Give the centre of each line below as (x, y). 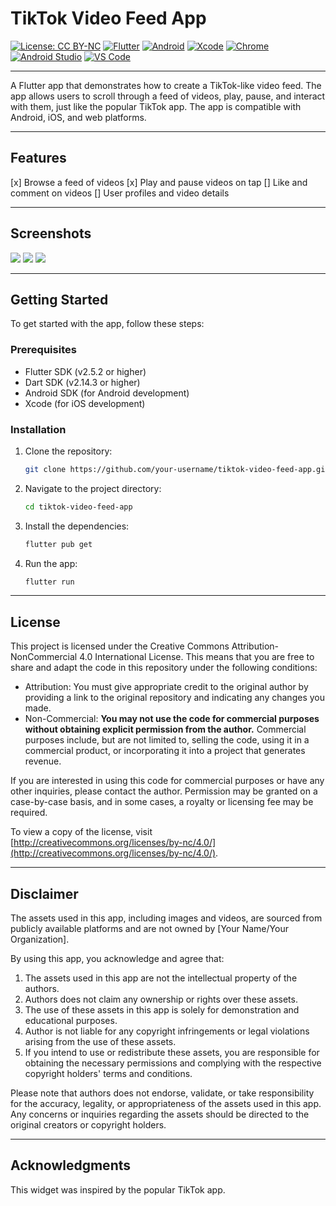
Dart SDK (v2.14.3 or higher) (82, 382)
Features (38, 158)
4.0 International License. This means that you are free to (197, 657)
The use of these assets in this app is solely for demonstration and (162, 1010)
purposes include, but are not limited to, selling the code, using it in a (167, 740)
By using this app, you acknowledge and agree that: (117, 959)
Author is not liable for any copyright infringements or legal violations (167, 1031)
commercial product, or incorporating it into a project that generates (165, 751)
